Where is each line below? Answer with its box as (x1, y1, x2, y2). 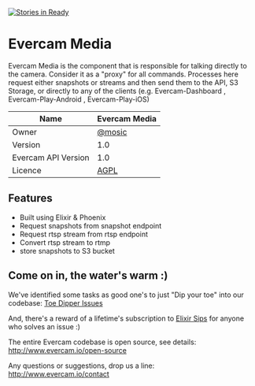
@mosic (97, 126, 128, 137)
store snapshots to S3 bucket (19, 246, 116, 255)
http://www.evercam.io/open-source (8, 345, 128, 354)
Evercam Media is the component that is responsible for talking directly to (8, 61, 248, 70)
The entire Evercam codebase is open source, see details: (8, 337, 197, 347)
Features (8, 191, 53, 205)
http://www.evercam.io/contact (8, 369, 110, 378)
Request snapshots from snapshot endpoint (19, 221, 162, 230)
